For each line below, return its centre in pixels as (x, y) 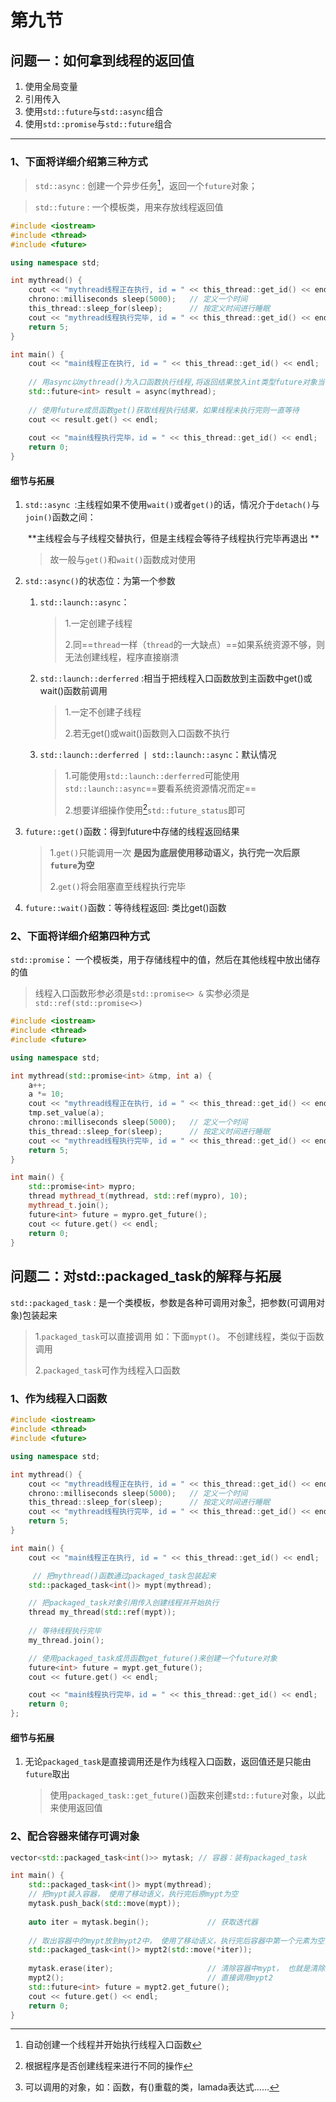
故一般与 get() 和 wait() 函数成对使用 (123, 560)
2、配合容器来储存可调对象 (75, 1836)
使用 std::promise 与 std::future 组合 (98, 124)
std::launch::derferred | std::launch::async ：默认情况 (158, 755)
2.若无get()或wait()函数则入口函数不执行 (147, 733)
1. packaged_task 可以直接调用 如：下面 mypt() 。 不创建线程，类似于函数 (179, 1336)
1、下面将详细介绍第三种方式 (79, 161)
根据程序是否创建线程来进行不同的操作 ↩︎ (108, 2066)
